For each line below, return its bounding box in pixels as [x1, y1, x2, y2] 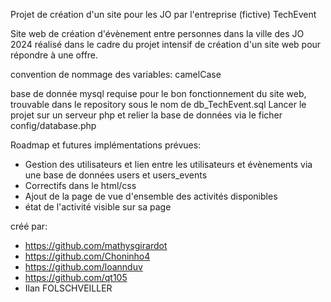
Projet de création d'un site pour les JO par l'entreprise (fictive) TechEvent [10, 9, 317, 20]
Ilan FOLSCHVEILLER [24, 282, 113, 294]
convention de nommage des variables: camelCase [10, 69, 222, 80]
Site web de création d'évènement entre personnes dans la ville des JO [10, 28, 305, 39]
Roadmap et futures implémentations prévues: [10, 139, 202, 151]
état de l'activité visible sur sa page [24, 201, 172, 213]
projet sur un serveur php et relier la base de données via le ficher [10, 109, 283, 121]
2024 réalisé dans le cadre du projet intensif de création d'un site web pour [10, 39, 322, 50]
